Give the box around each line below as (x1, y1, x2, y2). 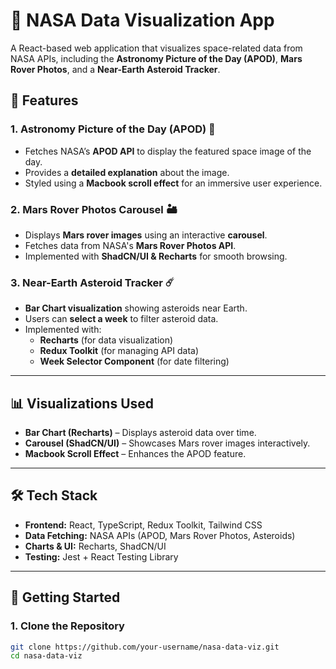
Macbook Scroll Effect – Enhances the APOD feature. (24, 448, 247, 460)
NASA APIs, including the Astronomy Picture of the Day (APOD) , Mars (10, 52, 303, 64)
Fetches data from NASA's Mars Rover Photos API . (24, 239, 237, 251)
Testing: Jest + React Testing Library (24, 550, 179, 563)
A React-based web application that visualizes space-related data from (10, 42, 303, 54)
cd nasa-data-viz (10, 651, 83, 661)
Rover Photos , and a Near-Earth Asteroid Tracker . (10, 63, 221, 75)
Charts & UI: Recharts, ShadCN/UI (24, 540, 167, 552)
